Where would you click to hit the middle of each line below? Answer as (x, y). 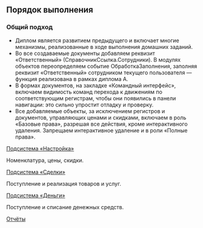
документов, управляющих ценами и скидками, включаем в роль (101, 117)
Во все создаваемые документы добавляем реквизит (85, 53)
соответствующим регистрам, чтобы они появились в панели (95, 98)
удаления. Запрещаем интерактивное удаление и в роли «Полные (101, 130)
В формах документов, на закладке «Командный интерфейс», (95, 85)
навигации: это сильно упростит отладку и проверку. (84, 105)
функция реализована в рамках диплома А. (72, 79)
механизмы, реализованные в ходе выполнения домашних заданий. (104, 47)
